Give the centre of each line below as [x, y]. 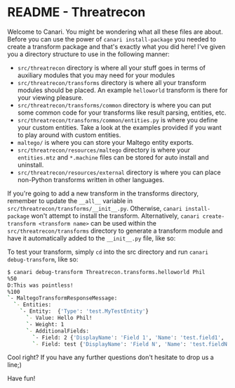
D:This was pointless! [40, 285]
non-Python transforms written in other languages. [91, 179]
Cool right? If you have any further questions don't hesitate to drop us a [110, 357]
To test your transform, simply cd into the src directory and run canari [108, 252]
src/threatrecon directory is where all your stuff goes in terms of [111, 67]
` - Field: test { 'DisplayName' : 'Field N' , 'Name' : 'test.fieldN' [132, 344]
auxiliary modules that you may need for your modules [96, 75]
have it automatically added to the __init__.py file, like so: [92, 238]
